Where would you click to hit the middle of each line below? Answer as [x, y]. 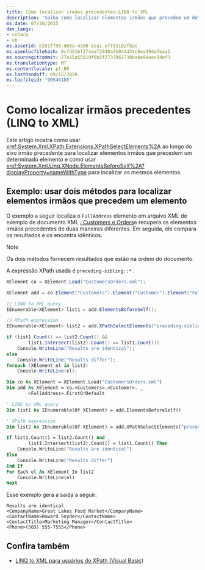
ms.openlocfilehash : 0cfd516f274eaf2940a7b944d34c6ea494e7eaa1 [88, 52]
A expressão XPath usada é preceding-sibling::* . [71, 270]
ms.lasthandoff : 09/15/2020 [42, 74]
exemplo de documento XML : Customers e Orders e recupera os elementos [102, 222]
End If [15, 466]
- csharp [17, 35]
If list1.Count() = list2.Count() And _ [59, 438]
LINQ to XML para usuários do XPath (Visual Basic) [79, 561]
